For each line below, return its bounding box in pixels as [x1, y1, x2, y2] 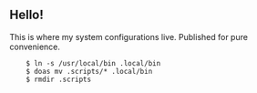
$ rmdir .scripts [26, 75, 92, 84]
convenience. [9, 41, 61, 52]
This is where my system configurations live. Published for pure [9, 31, 249, 42]
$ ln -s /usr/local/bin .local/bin [26, 58, 161, 67]
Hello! [9, 7, 44, 23]
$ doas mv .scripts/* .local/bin [26, 67, 153, 76]
